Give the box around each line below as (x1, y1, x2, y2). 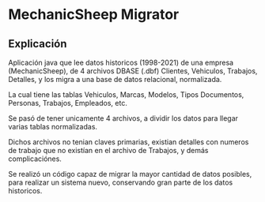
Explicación (8, 37, 67, 50)
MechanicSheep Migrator (8, 6, 180, 24)
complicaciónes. (8, 154, 62, 163)
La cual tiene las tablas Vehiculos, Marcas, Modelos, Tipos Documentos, (8, 90, 244, 99)
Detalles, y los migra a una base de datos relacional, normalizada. (8, 75, 222, 84)
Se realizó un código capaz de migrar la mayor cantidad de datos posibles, (8, 170, 252, 178)
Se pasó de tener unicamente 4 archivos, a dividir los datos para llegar (8, 114, 239, 123)
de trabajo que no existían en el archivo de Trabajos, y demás (8, 146, 209, 155)
